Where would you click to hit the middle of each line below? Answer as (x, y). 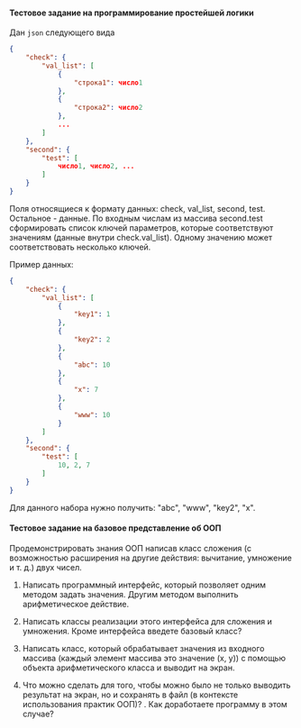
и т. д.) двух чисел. (46, 567)
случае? (38, 714)
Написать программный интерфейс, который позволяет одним (144, 585)
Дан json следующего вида (62, 32)
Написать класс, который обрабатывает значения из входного (143, 648)
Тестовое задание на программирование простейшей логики (132, 13)
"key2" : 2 (92, 340)
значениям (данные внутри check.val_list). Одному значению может (141, 237)
